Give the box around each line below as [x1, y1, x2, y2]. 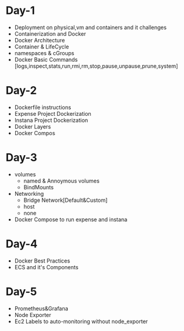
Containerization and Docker [14, 30, 86, 37]
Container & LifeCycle [14, 43, 69, 50]
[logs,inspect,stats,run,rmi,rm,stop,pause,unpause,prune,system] [14, 62, 179, 70]
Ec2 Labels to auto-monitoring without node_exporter [14, 318, 148, 325]
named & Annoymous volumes [23, 177, 100, 184]
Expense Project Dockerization [14, 110, 91, 117]
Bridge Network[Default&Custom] [23, 196, 108, 204]
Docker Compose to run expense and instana [14, 216, 128, 223]
